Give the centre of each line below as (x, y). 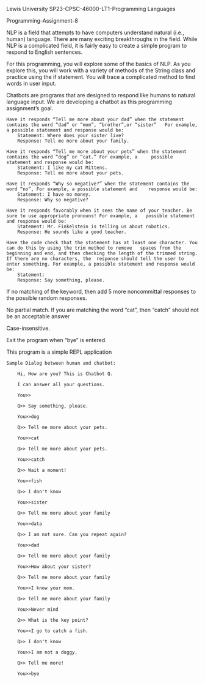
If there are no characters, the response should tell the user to (95, 259)
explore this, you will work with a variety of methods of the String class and (101, 70)
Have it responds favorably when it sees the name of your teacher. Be (99, 211)
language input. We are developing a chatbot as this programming (89, 102)
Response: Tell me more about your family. (74, 141)
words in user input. (31, 83)
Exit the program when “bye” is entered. (56, 340)
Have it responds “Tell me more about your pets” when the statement (97, 152)
